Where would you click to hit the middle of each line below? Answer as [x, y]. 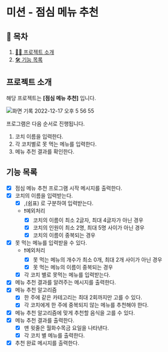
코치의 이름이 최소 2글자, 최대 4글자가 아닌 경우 [88, 220]
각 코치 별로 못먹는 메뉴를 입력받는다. [67, 275]
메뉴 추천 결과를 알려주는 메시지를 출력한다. [65, 282]
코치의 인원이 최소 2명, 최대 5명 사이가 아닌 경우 [89, 227]
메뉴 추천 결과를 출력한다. [45, 320]
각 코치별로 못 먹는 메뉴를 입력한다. [56, 144]
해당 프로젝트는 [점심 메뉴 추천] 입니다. [51, 98]
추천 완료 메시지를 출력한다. [47, 343]
